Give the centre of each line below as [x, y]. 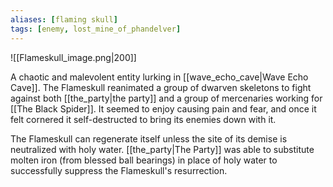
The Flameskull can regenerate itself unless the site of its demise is [149, 138]
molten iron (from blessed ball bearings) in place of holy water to [144, 160]
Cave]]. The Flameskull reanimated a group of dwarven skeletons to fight [161, 87]
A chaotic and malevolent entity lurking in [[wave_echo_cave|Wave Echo [159, 77]
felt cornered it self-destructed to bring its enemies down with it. [143, 119]
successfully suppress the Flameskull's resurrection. [119, 170]
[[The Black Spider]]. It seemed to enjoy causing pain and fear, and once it [163, 108]
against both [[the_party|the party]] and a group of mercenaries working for [166, 98]
